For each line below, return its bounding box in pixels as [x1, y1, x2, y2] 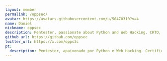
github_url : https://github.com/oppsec [5, 35, 88, 40]
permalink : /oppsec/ [5, 12, 48, 17]
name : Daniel [5, 21, 32, 26]
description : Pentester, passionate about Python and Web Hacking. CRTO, [5, 30, 162, 35]
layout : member [5, 7, 37, 12]
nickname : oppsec [5, 26, 41, 30]
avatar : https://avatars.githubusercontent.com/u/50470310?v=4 [5, 16, 139, 21]
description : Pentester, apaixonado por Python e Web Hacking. [9, 48, 143, 53]
